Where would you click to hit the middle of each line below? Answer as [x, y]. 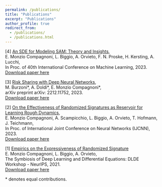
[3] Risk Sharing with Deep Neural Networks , [51, 82]
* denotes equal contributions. [36, 179]
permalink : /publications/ [33, 10]
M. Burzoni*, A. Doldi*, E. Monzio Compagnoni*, [53, 87]
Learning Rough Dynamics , [33, 112]
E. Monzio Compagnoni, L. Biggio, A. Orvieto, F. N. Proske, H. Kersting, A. [80, 56]
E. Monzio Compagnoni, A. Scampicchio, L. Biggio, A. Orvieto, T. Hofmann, [81, 118]
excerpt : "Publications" [31, 19]
